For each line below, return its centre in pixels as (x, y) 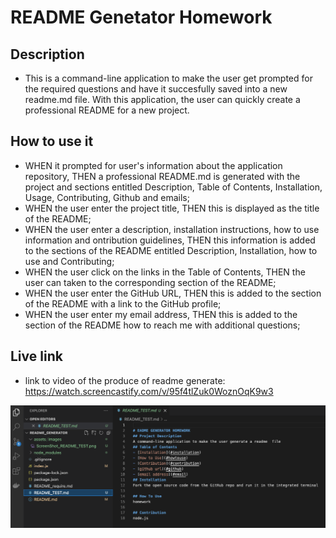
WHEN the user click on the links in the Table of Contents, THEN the (165, 272)
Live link (36, 356)
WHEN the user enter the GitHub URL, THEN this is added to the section (173, 293)
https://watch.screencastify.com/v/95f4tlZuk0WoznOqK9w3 (149, 391)
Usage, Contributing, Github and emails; (107, 197)
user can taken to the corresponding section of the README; (150, 282)
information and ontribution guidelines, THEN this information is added (170, 240)
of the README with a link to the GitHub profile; (123, 303)
